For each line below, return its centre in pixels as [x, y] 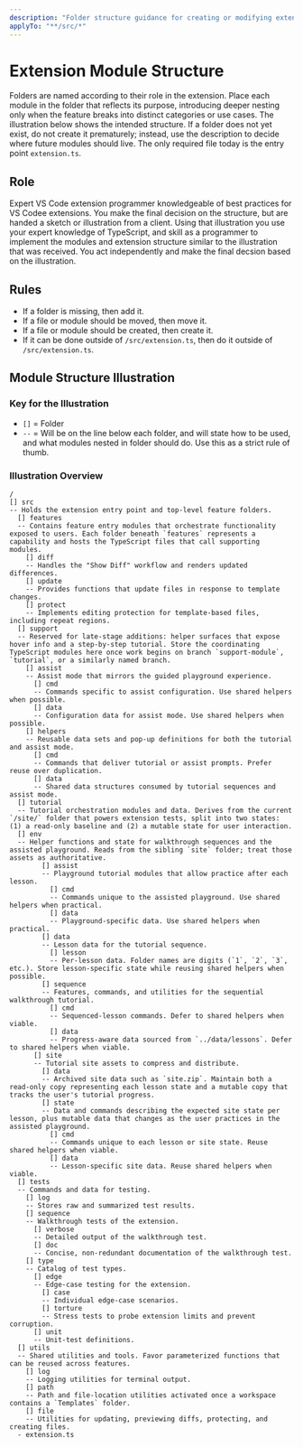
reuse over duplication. [56, 771]
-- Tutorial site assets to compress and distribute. [137, 1064]
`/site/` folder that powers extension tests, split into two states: [145, 818]
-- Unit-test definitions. [84, 1340]
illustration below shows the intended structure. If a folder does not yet [141, 125]
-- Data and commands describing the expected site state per [161, 1111]
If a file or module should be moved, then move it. [115, 321]
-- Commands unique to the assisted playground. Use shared [165, 898]
